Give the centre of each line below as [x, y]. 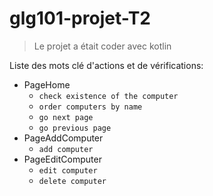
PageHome [47, 84]
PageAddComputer [63, 138]
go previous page [75, 128]
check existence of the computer [108, 96]
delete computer [72, 181]
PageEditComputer [62, 159]
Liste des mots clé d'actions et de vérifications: [106, 65]
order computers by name [90, 107]
